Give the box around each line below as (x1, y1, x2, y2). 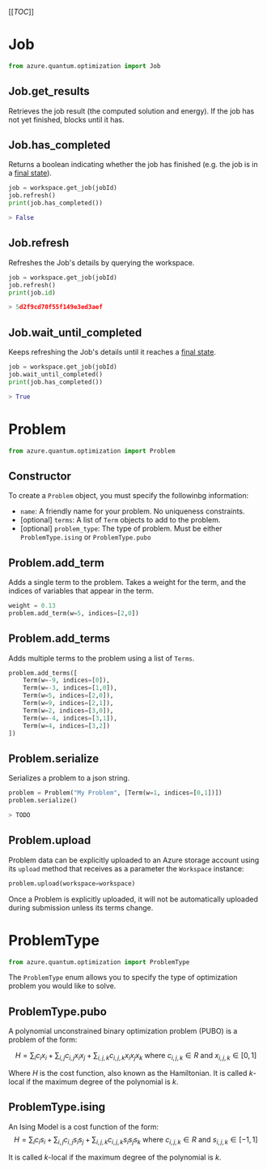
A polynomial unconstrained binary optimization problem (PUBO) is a (8, 1026, 238, 1036)
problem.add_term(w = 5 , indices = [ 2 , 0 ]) (8, 609, 139, 617)
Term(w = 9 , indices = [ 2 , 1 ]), (23, 699, 114, 708)
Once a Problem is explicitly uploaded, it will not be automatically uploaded (8, 894, 259, 904)
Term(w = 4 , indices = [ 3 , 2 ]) (23, 721, 111, 729)
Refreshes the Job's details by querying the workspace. (8, 257, 195, 267)
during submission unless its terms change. (8, 902, 154, 912)
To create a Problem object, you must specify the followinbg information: (8, 491, 249, 501)
